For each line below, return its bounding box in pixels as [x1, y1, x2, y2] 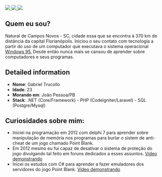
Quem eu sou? [5, 20, 51, 28]
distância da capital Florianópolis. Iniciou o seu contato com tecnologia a [5, 38, 154, 44]
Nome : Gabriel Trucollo [12, 81, 60, 87]
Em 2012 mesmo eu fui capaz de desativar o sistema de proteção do [12, 145, 153, 151]
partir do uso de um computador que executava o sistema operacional [5, 43, 149, 49]
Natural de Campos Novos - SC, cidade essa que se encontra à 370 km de [5, 33, 158, 39]
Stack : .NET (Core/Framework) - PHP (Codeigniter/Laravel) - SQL [12, 97, 147, 103]
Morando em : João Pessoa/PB [12, 91, 75, 98]
